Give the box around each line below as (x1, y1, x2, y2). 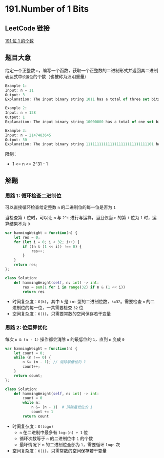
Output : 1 (5, 115, 25, 120)
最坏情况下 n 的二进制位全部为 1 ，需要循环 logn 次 (19, 441, 121, 447)
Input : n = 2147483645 (5, 133, 51, 138)
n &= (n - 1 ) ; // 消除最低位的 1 (22, 360, 86, 365)
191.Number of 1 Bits (5, 3, 89, 15)
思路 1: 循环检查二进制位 (5, 192, 61, 199)
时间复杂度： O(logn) (12, 423, 54, 429)
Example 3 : (5, 128, 27, 133)
